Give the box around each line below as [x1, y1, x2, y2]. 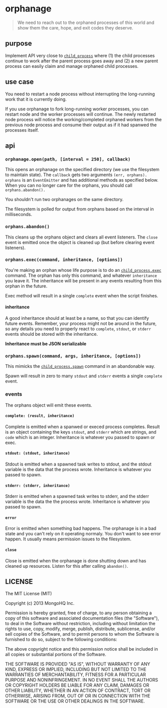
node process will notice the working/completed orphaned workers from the [5, 116, 162, 122]
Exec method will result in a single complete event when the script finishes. [5, 292, 159, 298]
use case [5, 78, 34, 86]
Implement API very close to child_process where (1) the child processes [5, 52, 155, 58]
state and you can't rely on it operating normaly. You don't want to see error [5, 531, 161, 537]
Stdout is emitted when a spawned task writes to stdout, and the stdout [5, 461, 152, 467]
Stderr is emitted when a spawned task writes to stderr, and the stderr [5, 493, 150, 499]
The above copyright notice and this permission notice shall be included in [5, 646, 158, 652]
